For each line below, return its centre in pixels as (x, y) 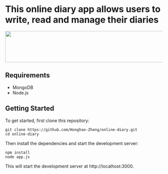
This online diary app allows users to (83, 9)
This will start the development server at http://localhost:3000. (69, 166)
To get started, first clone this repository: (47, 120)
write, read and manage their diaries (82, 20)
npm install (17, 152)
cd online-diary (22, 134)
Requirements (27, 75)
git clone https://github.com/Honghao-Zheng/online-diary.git (71, 129)
